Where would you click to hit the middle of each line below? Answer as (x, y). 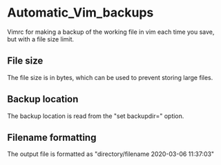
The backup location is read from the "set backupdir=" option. (96, 116)
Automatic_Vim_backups (80, 13)
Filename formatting (52, 137)
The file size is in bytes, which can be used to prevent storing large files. (110, 77)
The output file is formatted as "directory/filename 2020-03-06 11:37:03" (111, 154)
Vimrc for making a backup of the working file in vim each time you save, (111, 32)
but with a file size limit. (41, 39)
